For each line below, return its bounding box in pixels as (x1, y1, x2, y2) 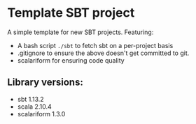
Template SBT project (7, 5, 135, 21)
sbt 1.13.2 (17, 95, 44, 103)
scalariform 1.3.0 (17, 109, 66, 118)
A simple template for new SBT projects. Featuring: (7, 28, 154, 36)
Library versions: (7, 77, 84, 88)
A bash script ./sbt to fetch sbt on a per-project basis (17, 41, 174, 49)
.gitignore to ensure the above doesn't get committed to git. (17, 49, 190, 57)
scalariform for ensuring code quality (17, 56, 125, 64)
